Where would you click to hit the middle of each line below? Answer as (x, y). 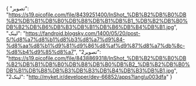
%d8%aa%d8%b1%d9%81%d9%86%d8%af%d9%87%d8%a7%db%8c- (96, 46)
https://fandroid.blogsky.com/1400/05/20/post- (83, 33)
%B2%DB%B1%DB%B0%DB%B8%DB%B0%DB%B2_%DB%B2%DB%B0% (98, 64)
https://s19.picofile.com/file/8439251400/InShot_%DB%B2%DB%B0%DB (97, 15)
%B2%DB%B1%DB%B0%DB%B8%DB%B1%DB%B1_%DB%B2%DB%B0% (97, 21)
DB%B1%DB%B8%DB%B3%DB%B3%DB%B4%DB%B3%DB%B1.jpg (90, 70)
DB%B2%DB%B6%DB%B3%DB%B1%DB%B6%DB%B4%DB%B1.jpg (90, 27)
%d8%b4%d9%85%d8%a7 (40, 52)
